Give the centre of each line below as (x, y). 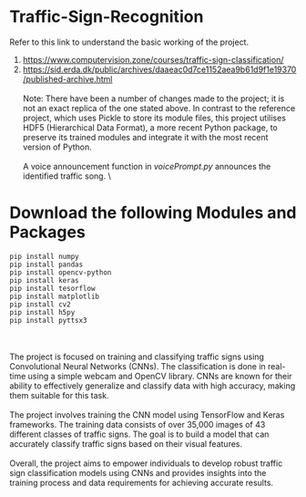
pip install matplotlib (55, 296)
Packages (48, 232)
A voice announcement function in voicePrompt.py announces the (147, 166)
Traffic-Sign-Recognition (107, 17)
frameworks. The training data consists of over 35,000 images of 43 (138, 424)
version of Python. (57, 147)
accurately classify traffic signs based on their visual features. (126, 443)
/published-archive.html (67, 78)
